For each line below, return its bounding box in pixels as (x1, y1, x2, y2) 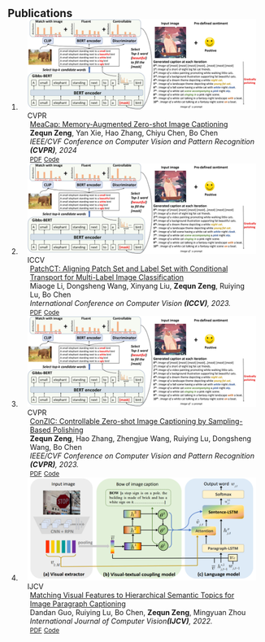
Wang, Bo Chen (29, 443, 83, 452)
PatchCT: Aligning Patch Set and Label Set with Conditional (29, 264, 228, 273)
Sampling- (207, 417, 243, 426)
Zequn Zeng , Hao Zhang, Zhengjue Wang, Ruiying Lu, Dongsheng (29, 434, 252, 443)
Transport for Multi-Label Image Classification (29, 272, 185, 282)
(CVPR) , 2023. (29, 460, 79, 469)
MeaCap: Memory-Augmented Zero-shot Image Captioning (29, 120, 228, 129)
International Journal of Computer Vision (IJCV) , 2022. (29, 616, 213, 626)
